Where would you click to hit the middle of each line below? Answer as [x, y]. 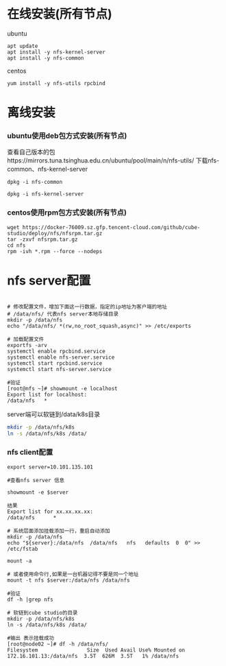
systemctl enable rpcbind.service [56, 351]
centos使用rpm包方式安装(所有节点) [67, 213]
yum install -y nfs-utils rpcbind [56, 83]
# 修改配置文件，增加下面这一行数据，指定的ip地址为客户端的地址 [87, 307]
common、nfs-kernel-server [47, 169]
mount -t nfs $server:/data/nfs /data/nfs [68, 580]
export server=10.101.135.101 [50, 467]
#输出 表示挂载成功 [31, 638]
